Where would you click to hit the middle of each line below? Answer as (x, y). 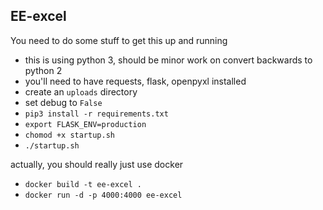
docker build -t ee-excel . (83, 184)
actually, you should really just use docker (97, 164)
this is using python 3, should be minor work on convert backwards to (168, 60)
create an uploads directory (81, 91)
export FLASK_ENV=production (85, 124)
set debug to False (63, 102)
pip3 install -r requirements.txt (96, 114)
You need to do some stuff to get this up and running (119, 40)
